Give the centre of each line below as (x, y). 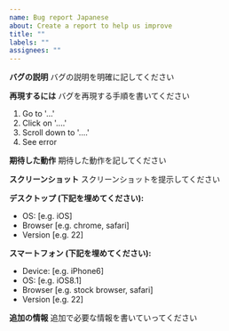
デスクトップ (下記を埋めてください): (77, 198)
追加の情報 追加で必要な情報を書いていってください (103, 318)
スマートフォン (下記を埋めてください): (80, 254)
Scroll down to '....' (56, 133)
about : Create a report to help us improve (91, 26)
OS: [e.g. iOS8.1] (52, 280)
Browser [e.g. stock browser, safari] (87, 290)
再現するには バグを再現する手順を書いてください (100, 96)
